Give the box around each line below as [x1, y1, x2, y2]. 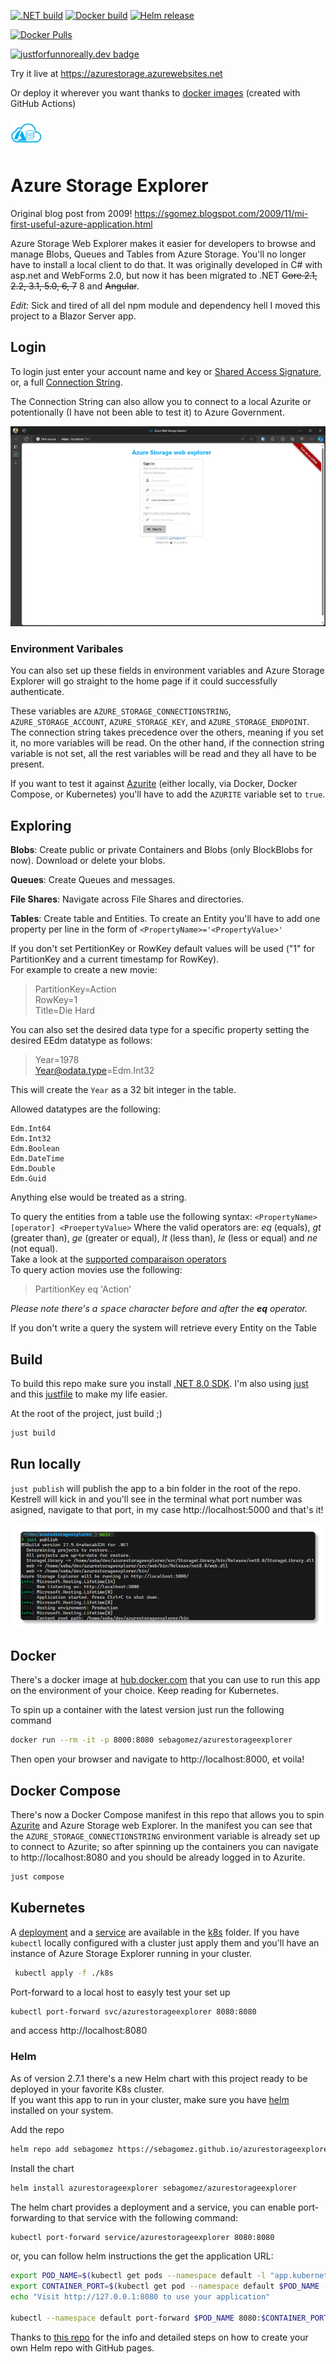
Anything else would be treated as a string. [10, 1191, 187, 1204]
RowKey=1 [34, 994, 78, 1006]
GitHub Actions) [10, 98, 77, 109]
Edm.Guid [10, 1174, 47, 1184]
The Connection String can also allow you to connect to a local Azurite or [10, 395, 312, 407]
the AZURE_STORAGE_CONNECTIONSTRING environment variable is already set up [10, 1830, 320, 1842]
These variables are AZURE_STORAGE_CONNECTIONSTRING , [10, 705, 232, 717]
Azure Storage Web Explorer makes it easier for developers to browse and [10, 237, 317, 249]
